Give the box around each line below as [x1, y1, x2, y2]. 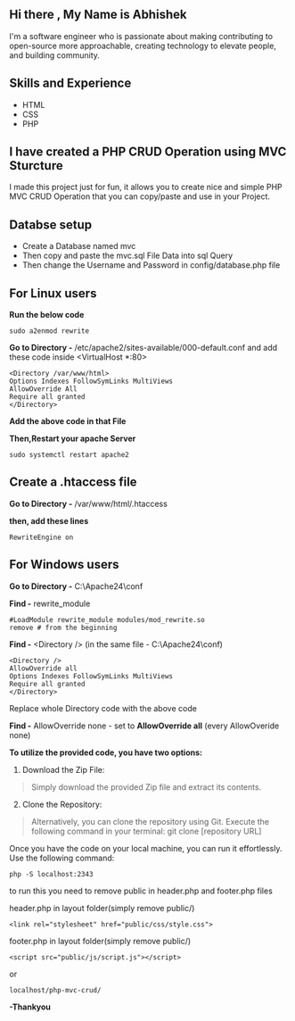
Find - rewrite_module [9, 598, 91, 609]
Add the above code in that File [9, 416, 127, 427]
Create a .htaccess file [9, 475, 137, 490]
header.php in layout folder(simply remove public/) [9, 902, 195, 913]
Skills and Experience [9, 76, 132, 91]
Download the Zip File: [21, 764, 105, 775]
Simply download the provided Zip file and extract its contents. [30, 781, 262, 793]
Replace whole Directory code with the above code [9, 702, 198, 713]
